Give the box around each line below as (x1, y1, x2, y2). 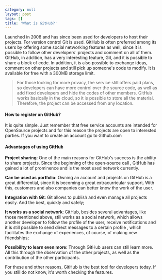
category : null (5, 7, 36, 12)
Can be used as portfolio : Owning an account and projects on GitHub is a (5, 174, 152, 180)
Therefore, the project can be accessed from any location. (16, 100, 134, 106)
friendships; (5, 235, 29, 241)
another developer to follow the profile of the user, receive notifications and (5, 219, 156, 225)
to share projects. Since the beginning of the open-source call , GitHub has (5, 160, 155, 166)
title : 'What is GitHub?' (5, 20, 57, 26)
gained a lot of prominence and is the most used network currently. (5, 165, 140, 171)
